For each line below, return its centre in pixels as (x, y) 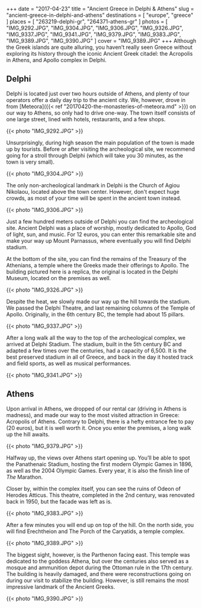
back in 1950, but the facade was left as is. (59, 501)
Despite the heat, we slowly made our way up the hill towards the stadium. (99, 301)
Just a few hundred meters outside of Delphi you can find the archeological (100, 221)
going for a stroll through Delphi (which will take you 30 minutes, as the (95, 155)
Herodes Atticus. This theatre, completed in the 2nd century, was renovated (100, 495)
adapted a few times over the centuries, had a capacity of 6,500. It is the (96, 350)
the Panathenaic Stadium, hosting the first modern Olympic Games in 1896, (99, 464)
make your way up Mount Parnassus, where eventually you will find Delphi (99, 240)
